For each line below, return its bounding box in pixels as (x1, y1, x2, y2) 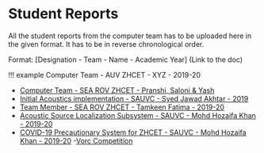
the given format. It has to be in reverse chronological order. (8, 39, 205, 48)
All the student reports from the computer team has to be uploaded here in (8, 31, 252, 40)
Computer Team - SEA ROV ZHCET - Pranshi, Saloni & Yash (19, 85, 215, 95)
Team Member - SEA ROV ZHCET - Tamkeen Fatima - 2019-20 (19, 102, 224, 112)
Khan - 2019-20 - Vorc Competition (19, 136, 133, 145)
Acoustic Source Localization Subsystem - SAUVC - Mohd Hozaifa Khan (19, 110, 256, 120)
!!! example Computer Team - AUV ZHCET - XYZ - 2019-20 (8, 70, 201, 79)
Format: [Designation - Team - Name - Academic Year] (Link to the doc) (8, 55, 243, 64)
